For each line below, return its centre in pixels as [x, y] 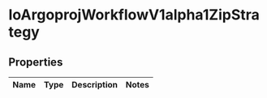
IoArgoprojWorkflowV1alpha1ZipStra [134, 15]
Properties [36, 62]
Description [95, 85]
